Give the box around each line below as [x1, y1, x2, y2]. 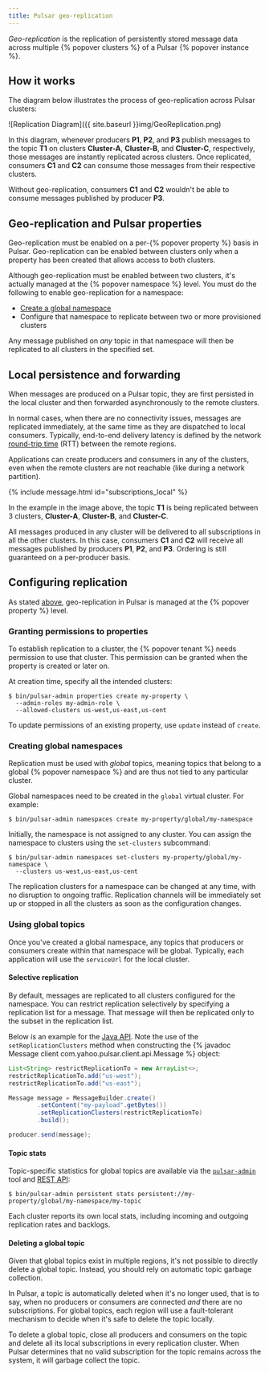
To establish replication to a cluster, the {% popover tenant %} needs [8, 644, 237, 654]
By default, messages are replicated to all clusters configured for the [8, 990, 235, 1000]
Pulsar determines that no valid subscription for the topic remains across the [8, 1347, 262, 1357]
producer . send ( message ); [8, 1131, 92, 1139]
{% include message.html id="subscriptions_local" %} [8, 487, 188, 497]
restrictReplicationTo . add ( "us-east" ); [8, 1079, 142, 1088]
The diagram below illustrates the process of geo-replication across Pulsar [8, 96, 255, 105]
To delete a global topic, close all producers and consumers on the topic [8, 1330, 247, 1339]
